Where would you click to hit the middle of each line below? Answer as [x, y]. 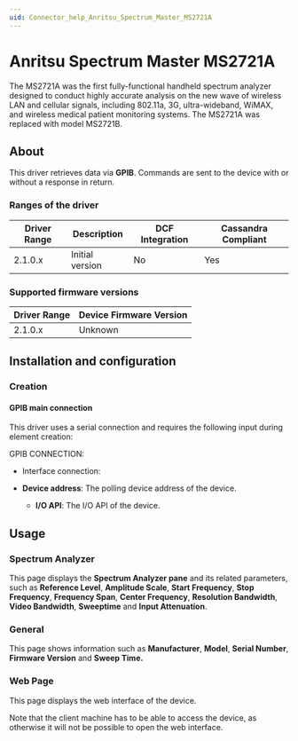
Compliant [244, 239]
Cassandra [244, 228]
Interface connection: [61, 471]
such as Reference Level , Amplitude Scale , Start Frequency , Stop [132, 587]
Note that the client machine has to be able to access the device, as [133, 717]
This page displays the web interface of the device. [103, 700]
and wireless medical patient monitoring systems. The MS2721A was [134, 114]
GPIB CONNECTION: [47, 454]
